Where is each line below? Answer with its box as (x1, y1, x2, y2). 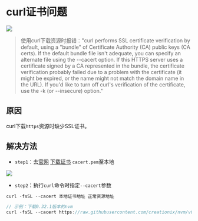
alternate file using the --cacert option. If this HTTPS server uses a (20, 56, 183, 63)
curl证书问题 (6, 5, 68, 19)
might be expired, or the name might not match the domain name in (20, 75, 184, 82)
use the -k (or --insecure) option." (20, 87, 103, 94)
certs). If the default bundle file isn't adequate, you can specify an (20, 49, 181, 56)
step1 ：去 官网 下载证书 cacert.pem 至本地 (14, 158, 115, 165)
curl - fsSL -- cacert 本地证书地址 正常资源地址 (6, 193, 115, 199)
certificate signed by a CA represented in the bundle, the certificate (20, 62, 184, 69)
